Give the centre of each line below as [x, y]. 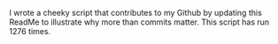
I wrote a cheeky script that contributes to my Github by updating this [136, 13]
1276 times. [30, 31]
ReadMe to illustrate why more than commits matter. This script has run [139, 22]
